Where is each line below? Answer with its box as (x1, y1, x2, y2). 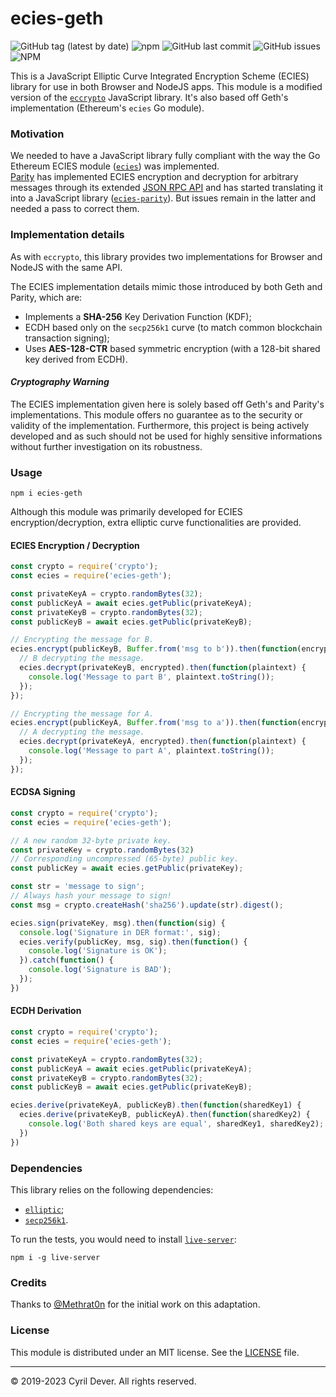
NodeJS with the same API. (10, 261, 123, 273)
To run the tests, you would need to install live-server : (10, 1233, 237, 1245)
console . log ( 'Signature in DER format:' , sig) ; (19, 927, 222, 937)
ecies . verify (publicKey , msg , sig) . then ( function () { (19, 937, 248, 947)
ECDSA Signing (10, 786, 76, 798)
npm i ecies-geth (10, 488, 83, 499)
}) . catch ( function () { (19, 955, 114, 966)
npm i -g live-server (10, 1252, 101, 1262)
